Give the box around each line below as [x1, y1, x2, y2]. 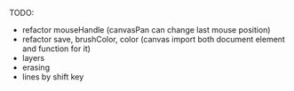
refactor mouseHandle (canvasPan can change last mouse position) [21, 25, 271, 34]
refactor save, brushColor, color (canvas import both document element [21, 34, 286, 44]
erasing [21, 62, 51, 72]
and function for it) [21, 43, 91, 54]
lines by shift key [21, 72, 84, 82]
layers [21, 53, 45, 63]
